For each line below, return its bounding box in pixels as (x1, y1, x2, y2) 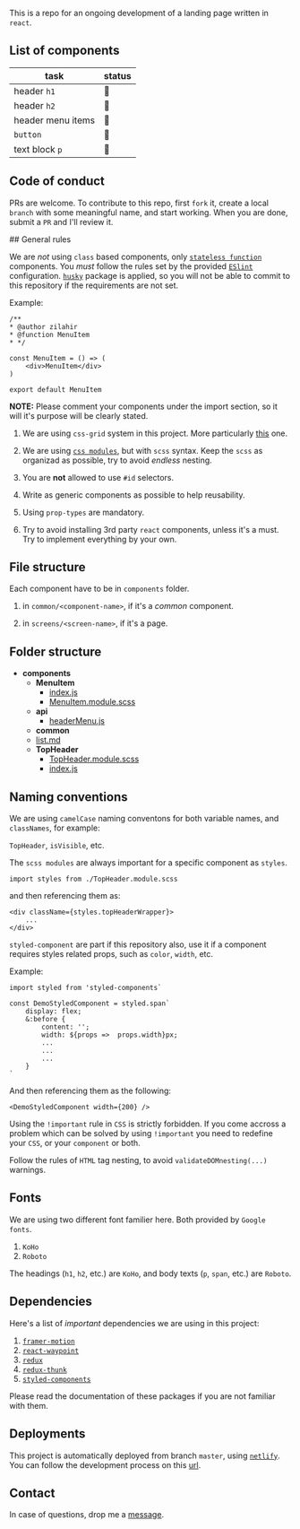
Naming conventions (9, 789, 128, 804)
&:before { (25, 1015, 66, 1024)
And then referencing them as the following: (9, 1085, 172, 1097)
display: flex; (25, 1007, 82, 1016)
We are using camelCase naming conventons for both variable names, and (9, 813, 279, 824)
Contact (9, 1485, 56, 1500)
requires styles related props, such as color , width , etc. (9, 949, 213, 960)
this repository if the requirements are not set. (9, 280, 179, 291)
